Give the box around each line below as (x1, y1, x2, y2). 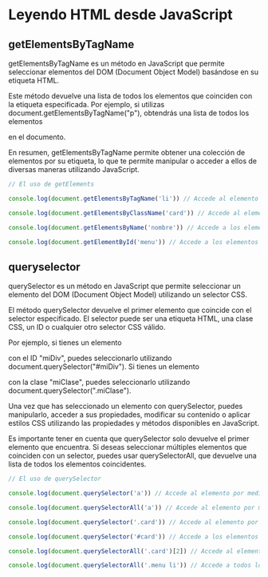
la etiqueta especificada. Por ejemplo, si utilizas (8, 100, 165, 109)
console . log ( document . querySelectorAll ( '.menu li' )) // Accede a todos (8, 562, 251, 570)
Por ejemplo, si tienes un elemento (8, 338, 122, 347)
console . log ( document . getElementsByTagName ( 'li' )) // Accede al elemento (8, 194, 259, 202)
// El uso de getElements (8, 180, 94, 188)
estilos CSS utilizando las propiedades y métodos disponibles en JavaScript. (8, 419, 260, 428)
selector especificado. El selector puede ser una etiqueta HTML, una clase (8, 314, 254, 323)
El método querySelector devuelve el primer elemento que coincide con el (8, 306, 252, 315)
